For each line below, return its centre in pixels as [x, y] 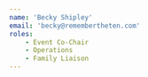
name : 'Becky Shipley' [51, 17]
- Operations [49, 50]
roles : [21, 34]
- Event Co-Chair [57, 42]
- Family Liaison [57, 58]
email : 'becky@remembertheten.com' [75, 26]
